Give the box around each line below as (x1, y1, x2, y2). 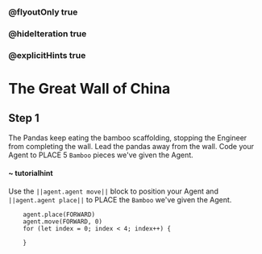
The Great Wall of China (8, 79, 171, 98)
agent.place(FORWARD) (23, 210, 95, 219)
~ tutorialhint (8, 169, 54, 178)
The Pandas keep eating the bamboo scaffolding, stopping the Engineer (8, 132, 247, 143)
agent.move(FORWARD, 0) (23, 217, 103, 226)
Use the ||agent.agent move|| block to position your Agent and (8, 186, 219, 196)
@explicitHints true (8, 49, 86, 60)
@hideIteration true (8, 27, 87, 39)
